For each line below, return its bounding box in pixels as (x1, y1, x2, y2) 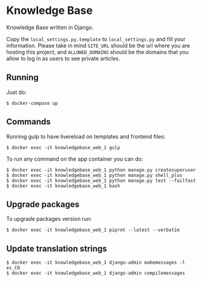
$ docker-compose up (6, 100, 59, 106)
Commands (6, 116, 51, 127)
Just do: (6, 89, 27, 96)
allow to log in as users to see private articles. (6, 55, 120, 62)
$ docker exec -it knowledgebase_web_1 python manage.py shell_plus (6, 172, 183, 178)
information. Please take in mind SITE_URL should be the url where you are (6, 42, 191, 49)
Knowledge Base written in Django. (6, 24, 94, 31)
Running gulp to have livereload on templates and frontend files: (6, 133, 166, 140)
